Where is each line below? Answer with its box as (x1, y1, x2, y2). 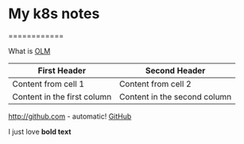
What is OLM (8, 46, 51, 55)
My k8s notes (8, 5, 100, 23)
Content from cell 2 (118, 78, 192, 89)
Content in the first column (12, 91, 112, 102)
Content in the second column (118, 91, 232, 102)
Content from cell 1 (12, 78, 85, 89)
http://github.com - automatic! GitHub (8, 112, 132, 121)
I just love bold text (8, 127, 72, 136)
